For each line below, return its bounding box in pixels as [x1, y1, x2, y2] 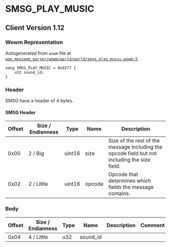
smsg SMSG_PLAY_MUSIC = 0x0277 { [5, 65, 76, 70]
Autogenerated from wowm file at [5, 50, 71, 56]
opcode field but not [108, 150, 157, 157]
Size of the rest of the [108, 137, 160, 144]
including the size [108, 156, 151, 163]
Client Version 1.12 [5, 23, 65, 32]
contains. [108, 190, 131, 197]
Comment [140, 222, 165, 229]
